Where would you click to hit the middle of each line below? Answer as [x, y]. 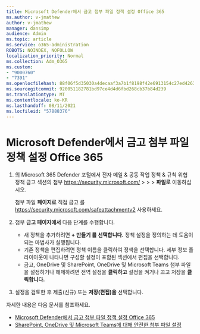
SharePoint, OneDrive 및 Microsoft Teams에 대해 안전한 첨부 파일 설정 [98, 325]
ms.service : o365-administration [48, 45]
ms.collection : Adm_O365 [37, 61]
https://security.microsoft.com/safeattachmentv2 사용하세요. [88, 210]
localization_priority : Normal [45, 56]
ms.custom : [20, 67]
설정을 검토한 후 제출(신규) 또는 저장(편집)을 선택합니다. [79, 292]
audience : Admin [26, 34]
